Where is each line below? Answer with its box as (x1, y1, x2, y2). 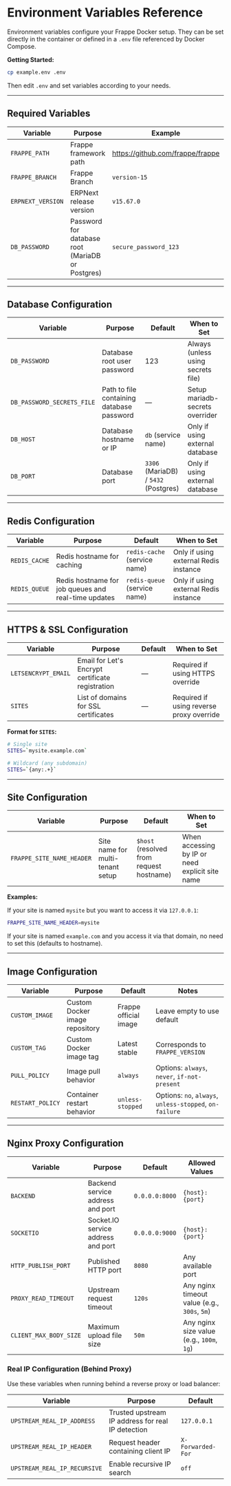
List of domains (77, 693, 127, 703)
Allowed (188, 1158, 216, 1167)
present (155, 1081, 181, 1088)
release (69, 196, 94, 206)
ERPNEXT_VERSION (10, 198, 64, 205)
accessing (181, 841, 215, 851)
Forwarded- (180, 1443, 217, 1451)
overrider (187, 411, 218, 421)
